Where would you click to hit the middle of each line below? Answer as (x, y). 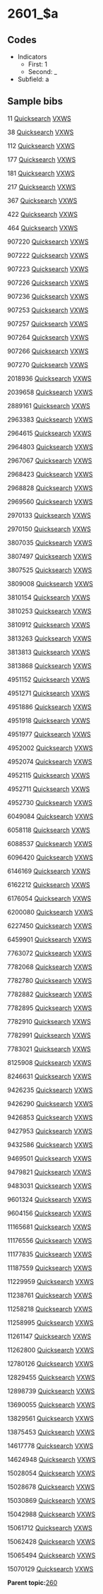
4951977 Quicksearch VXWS (49, 734)
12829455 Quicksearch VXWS (51, 1377)
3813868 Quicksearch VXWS (49, 665)
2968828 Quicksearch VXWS (50, 488)
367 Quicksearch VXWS (42, 201)
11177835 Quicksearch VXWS (50, 1254)
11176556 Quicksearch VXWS (50, 1240)
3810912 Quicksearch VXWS (49, 624)
